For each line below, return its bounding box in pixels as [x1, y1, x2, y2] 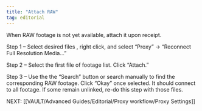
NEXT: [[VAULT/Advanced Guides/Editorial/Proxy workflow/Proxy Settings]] [6, 98, 196, 105]
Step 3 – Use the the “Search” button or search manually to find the [6, 73, 175, 80]
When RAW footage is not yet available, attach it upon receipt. [6, 31, 162, 38]
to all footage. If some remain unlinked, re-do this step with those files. [6, 86, 184, 93]
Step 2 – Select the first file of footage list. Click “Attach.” [6, 61, 149, 69]
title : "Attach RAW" [6, 8, 59, 15]
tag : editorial [6, 15, 45, 21]
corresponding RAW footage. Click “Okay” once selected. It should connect [6, 79, 196, 87]
